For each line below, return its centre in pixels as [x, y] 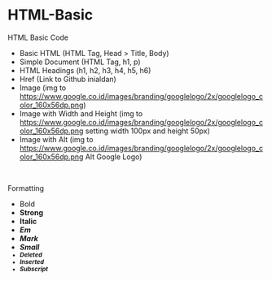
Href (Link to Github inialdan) [68, 79]
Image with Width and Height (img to [81, 113]
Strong [31, 212]
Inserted [32, 262]
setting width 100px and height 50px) [148, 131]
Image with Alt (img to [56, 139]
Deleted [31, 255]
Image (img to [43, 88]
